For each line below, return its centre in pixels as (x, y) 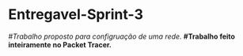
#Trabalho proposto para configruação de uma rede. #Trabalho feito (122, 36)
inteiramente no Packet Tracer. (60, 44)
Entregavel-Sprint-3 (76, 15)
